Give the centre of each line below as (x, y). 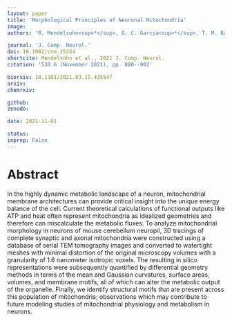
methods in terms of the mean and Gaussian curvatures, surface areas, (108, 275)
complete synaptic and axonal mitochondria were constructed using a (106, 238)
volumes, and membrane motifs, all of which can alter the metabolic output (114, 282)
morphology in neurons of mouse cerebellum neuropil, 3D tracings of (106, 230)
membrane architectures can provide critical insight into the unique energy (113, 201)
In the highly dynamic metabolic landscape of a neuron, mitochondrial (106, 194)
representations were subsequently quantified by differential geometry (108, 267)
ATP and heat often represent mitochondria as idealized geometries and (109, 216)
